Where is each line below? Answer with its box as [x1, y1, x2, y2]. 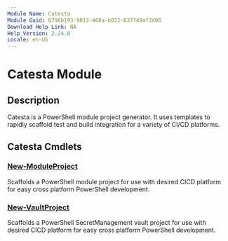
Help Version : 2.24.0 [7, 29, 71, 37]
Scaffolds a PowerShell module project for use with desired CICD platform [7, 177, 221, 186]
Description [7, 94, 60, 106]
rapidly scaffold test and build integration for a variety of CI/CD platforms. [7, 120, 220, 129]
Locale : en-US [7, 36, 49, 43]
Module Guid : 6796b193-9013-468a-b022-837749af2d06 [7, 17, 161, 24]
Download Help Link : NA [7, 23, 77, 30]
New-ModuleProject [7, 162, 79, 172]
